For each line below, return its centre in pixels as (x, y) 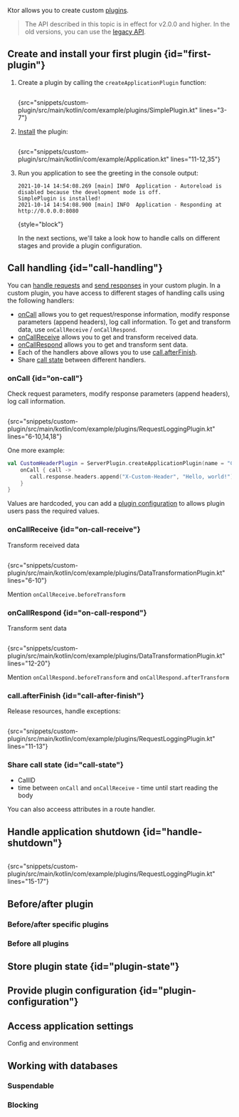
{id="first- (187, 54)
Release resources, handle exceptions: (64, 711)
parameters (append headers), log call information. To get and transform (124, 322)
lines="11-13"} (28, 746)
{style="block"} (41, 224)
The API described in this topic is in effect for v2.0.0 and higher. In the (127, 24)
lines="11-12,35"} (195, 159)
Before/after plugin (51, 904)
